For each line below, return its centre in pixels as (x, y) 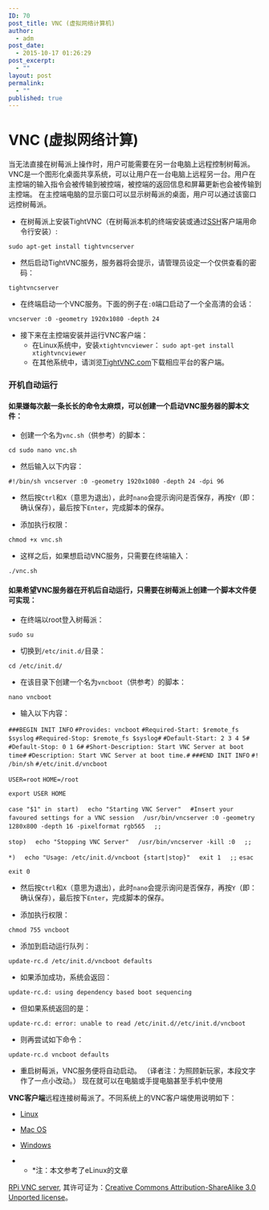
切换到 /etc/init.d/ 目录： (63, 650)
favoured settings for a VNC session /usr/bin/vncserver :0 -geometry (132, 817)
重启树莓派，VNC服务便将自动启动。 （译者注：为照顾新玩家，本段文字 (138, 1070)
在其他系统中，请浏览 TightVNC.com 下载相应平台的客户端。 (130, 362)
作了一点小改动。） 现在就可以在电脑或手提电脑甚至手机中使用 (121, 1080)
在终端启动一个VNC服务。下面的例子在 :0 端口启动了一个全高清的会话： (137, 304)
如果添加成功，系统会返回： (66, 977)
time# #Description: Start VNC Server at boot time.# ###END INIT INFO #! (134, 755)
